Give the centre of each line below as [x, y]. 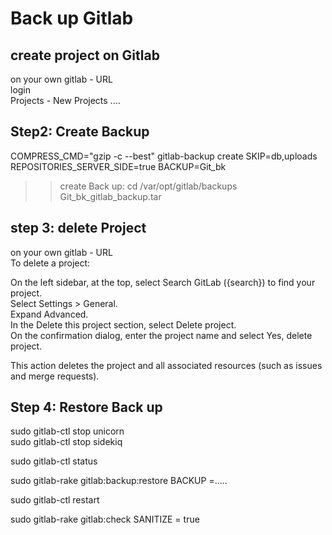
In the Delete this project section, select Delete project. [123, 324]
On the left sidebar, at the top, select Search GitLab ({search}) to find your [163, 282]
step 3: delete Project [78, 228]
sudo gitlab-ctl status [54, 461]
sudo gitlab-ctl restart [55, 500]
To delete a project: [50, 263]
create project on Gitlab [85, 55]
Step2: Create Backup [80, 132]
